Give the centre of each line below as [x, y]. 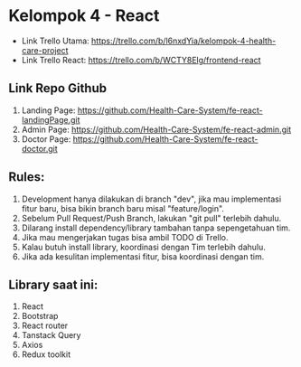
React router [45, 325]
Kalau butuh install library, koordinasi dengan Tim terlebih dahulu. [143, 247]
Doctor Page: [46, 139]
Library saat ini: [53, 284]
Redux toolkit [46, 354]
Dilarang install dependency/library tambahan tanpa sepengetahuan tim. [156, 228]
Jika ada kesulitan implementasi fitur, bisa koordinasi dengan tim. [143, 256]
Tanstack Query [51, 335]
